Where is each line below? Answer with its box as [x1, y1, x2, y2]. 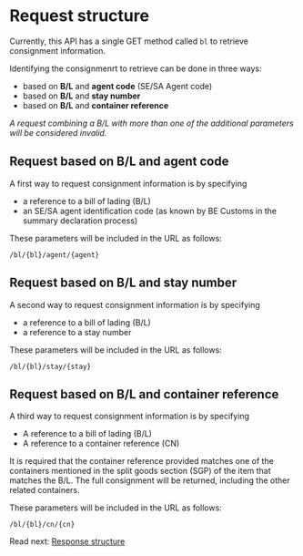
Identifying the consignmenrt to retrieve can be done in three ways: [9, 63, 262, 74]
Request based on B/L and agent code [9, 154, 229, 170]
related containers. [9, 485, 80, 496]
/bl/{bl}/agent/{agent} [9, 250, 100, 260]
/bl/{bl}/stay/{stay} [9, 362, 92, 371]
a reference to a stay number [22, 326, 132, 337]
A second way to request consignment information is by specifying [9, 299, 261, 310]
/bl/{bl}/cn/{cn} [9, 520, 76, 530]
